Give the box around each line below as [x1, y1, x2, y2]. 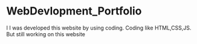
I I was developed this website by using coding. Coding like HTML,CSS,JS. [6, 24, 192, 31]
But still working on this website [6, 30, 86, 37]
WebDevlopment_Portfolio [6, 4, 142, 18]
